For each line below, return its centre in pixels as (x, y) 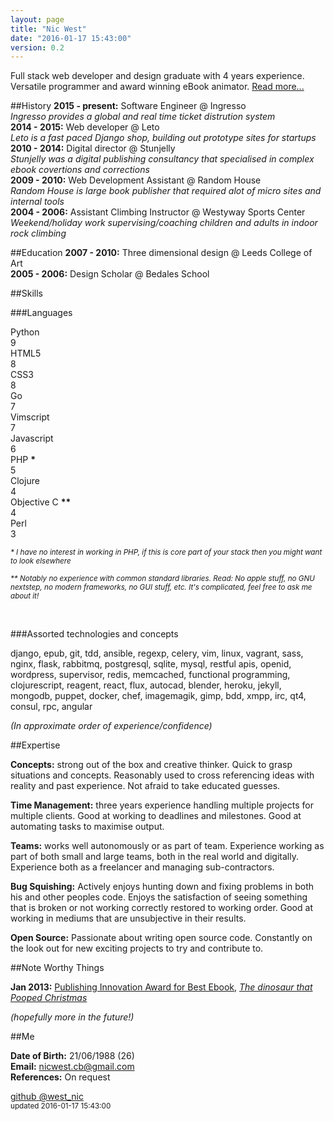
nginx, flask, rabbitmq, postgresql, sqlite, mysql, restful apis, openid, (151, 664)
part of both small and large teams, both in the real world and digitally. (154, 857)
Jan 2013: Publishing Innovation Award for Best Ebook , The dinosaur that (161, 987)
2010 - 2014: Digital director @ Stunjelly (93, 148)
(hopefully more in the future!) (72, 1017)
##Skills (26, 293)
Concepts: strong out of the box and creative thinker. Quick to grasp (151, 765)
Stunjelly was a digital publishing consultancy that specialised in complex (162, 159)
